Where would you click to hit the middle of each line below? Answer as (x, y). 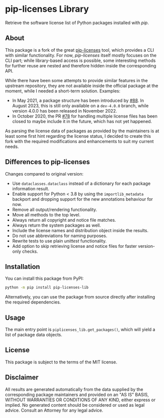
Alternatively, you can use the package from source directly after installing (80, 297)
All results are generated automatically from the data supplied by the (74, 389)
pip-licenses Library (47, 9)
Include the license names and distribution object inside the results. (80, 230)
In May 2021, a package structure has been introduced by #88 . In (78, 100)
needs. (12, 147)
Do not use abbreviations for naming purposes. (60, 236)
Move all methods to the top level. (46, 214)
